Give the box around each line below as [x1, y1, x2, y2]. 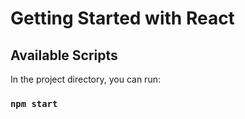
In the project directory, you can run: [10, 73, 161, 85]
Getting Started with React [10, 7, 235, 30]
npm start [10, 98, 58, 109]
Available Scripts [10, 47, 118, 64]
